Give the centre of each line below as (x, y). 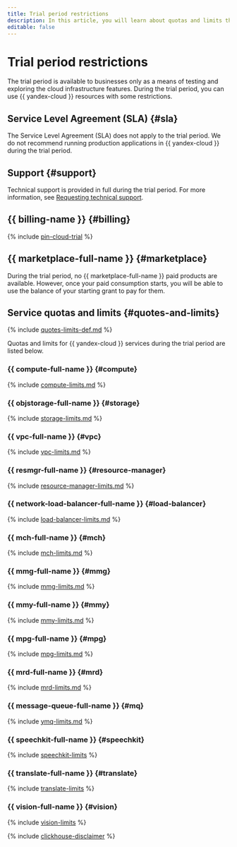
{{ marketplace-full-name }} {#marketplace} (108, 259)
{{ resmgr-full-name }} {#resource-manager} (87, 470)
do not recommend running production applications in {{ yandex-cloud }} (114, 143)
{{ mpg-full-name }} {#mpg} (57, 638)
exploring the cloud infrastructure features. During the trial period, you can (116, 89)
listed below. (26, 351)
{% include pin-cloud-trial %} (50, 236)
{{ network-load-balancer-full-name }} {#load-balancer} (107, 504)
